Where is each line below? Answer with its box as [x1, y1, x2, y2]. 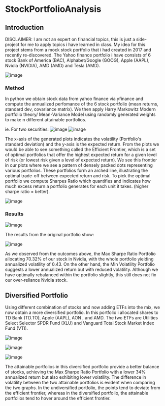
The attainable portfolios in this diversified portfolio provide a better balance [5, 364, 160, 370]
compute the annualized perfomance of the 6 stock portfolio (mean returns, [5, 101, 159, 107]
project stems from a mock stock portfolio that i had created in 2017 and [5, 47, 152, 52]
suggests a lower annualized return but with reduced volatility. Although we [5, 266, 159, 272]
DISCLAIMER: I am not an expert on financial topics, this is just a [5, 36, 135, 42]
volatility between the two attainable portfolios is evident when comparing [5, 380, 155, 386]
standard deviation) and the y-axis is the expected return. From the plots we [5, 141, 159, 147]
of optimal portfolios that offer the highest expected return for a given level [5, 152, 157, 158]
